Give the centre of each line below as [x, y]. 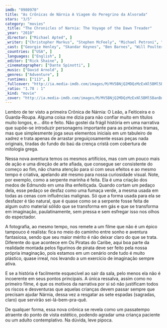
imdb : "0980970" [22, 10]
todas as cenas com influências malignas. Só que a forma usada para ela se [83, 196]
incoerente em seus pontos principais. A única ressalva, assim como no [79, 279]
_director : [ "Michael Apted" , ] [39, 38]
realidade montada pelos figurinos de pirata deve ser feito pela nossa [76, 248]
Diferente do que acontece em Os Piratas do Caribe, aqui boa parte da [77, 243]
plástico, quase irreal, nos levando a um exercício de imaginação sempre [80, 258]
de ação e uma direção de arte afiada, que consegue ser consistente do [79, 164]
